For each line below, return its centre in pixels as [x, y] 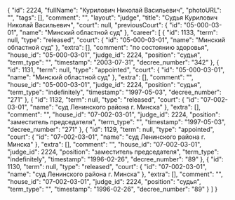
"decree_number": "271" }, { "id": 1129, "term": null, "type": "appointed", [111, 129]
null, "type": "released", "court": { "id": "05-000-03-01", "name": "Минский [116, 40]
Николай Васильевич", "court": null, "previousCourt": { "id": [95, 25]
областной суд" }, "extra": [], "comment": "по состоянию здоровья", [108, 47]
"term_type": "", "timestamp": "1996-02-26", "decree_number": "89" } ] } [113, 189]
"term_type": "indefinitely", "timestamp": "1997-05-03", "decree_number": [115, 92]
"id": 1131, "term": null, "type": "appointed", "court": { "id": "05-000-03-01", [116, 70]
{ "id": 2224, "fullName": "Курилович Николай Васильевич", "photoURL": [115, 10]
